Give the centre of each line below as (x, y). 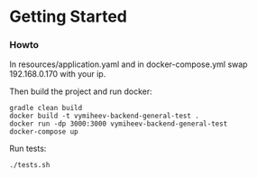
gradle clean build (46, 108)
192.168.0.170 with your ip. (58, 74)
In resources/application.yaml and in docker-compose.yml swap (128, 64)
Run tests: (28, 149)
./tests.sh (30, 165)
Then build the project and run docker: (81, 91)
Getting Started (69, 17)
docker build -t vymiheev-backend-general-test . (105, 116)
